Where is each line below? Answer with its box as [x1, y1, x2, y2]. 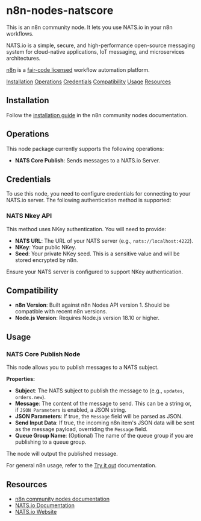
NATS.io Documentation [14, 502, 75, 509]
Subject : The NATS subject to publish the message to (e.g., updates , [14, 387, 185, 394]
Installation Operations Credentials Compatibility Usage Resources [6, 78, 172, 85]
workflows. [6, 30, 34, 37]
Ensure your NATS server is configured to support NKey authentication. [6, 268, 184, 275]
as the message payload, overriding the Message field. [14, 426, 148, 433]
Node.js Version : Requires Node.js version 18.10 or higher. [14, 315, 160, 322]
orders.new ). [14, 394, 46, 401]
